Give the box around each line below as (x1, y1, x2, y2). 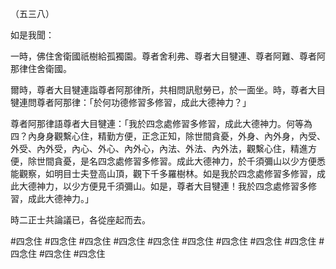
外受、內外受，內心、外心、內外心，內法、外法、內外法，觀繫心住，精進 (10, 143, 308, 154)
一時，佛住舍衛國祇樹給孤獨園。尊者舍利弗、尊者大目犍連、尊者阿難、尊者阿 (10, 50, 326, 62)
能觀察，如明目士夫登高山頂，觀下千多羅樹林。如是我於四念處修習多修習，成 (10, 168, 326, 179)
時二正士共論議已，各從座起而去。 (10, 214, 151, 226)
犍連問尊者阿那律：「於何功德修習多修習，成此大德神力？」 (10, 97, 252, 108)
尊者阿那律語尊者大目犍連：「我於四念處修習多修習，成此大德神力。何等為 (10, 118, 313, 129)
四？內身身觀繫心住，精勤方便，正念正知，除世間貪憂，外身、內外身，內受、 (10, 130, 326, 142)
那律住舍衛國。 (10, 63, 72, 74)
